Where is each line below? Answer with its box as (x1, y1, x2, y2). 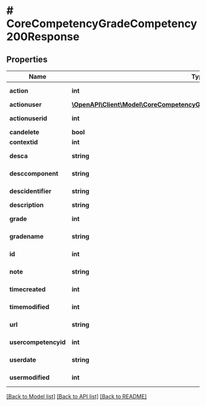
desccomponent (9, 169, 59, 178)
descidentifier (9, 187, 51, 195)
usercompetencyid (9, 338, 66, 347)
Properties (6, 54, 48, 64)
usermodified (9, 373, 50, 381)
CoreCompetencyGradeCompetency (6, 17, 197, 31)
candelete (9, 128, 40, 136)
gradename (9, 232, 44, 240)
